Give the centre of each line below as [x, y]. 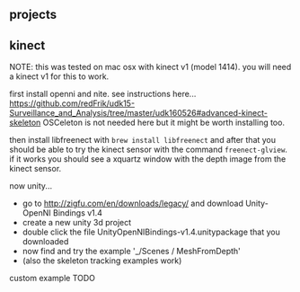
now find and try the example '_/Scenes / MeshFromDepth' [131, 252]
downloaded [45, 242]
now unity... [31, 186]
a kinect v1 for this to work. [59, 76]
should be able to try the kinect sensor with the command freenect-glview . [148, 150]
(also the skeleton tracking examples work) [102, 261]
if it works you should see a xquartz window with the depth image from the [148, 159]
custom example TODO [53, 279]
